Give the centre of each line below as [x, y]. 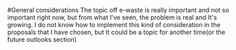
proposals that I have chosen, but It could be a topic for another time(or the [116, 32]
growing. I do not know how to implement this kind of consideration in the [114, 25]
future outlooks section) [42, 40]
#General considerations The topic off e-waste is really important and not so [118, 10]
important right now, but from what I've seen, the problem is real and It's [112, 17]
